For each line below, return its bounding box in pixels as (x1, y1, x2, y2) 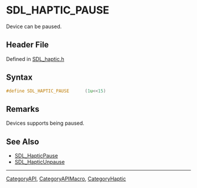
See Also (6, 136, 39, 146)
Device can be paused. (6, 23, 62, 30)
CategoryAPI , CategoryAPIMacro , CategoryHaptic (6, 175, 126, 182)
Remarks (6, 104, 40, 114)
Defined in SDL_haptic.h (6, 55, 64, 62)
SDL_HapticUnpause (14, 159, 65, 166)
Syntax (6, 73, 33, 83)
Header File (6, 40, 49, 50)
